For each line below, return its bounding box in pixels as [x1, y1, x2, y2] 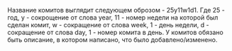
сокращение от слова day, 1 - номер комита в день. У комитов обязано [7, 28, 223, 36]
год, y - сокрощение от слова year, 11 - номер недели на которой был [7, 13, 219, 22]
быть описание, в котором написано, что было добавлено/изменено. [7, 36, 218, 44]
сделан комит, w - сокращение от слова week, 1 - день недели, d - [7, 21, 209, 29]
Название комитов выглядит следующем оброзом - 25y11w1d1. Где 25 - [7, 6, 226, 14]
